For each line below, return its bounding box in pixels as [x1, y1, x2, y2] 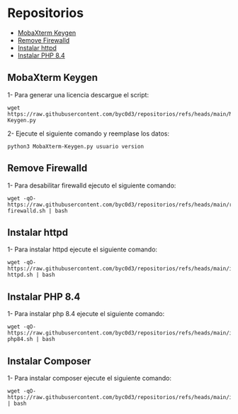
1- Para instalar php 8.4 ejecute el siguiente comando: [7, 310, 165, 318]
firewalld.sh [7, 207, 46, 214]
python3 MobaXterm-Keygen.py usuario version [7, 143, 144, 150]
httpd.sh [7, 271, 33, 278]
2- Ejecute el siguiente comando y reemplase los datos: [7, 129, 170, 138]
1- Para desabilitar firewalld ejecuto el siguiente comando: [7, 181, 176, 190]
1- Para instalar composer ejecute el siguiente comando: [7, 374, 172, 382]
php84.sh [7, 336, 33, 343]
